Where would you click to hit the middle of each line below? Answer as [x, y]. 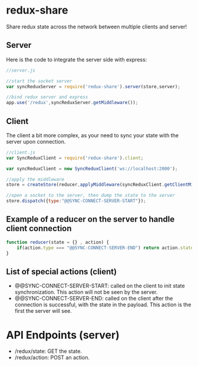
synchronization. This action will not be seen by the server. [86, 292]
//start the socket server [39, 81]
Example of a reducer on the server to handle [90, 219]
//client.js [21, 152]
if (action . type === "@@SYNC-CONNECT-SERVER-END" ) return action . [99, 248]
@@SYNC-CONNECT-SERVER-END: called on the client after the [94, 299]
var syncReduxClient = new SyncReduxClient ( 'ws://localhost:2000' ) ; [92, 169]
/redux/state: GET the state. [48, 351]
